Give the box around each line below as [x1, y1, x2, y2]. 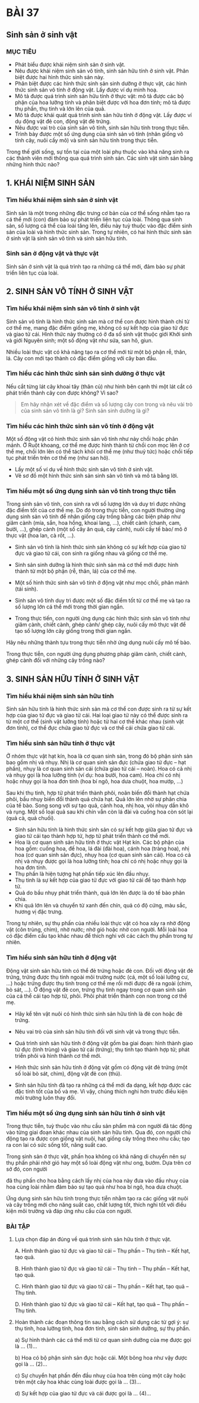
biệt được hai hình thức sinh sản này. [14, 73, 105, 80]
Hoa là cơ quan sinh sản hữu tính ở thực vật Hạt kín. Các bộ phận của [14, 838, 185, 846]
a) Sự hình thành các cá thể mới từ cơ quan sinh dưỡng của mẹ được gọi [14, 1336, 191, 1344]
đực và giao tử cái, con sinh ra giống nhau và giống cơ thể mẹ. [14, 550, 168, 557]
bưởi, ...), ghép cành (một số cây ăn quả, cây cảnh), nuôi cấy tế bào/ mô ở [6, 526, 187, 533]
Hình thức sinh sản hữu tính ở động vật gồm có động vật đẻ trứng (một [14, 1064, 188, 1071]
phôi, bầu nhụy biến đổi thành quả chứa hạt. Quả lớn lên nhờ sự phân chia [6, 796, 187, 803]
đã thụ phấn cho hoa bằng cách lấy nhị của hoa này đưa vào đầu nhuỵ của [6, 1177, 189, 1184]
